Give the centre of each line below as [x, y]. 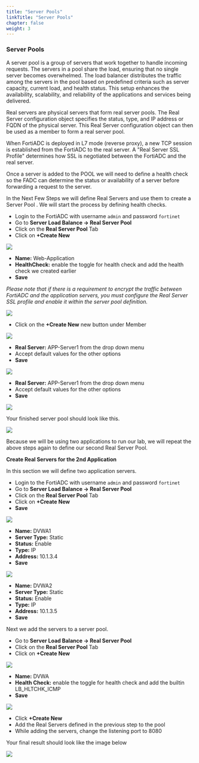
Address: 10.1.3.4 [36, 556]
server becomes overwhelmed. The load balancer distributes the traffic [94, 75]
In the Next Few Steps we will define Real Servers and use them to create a [99, 198]
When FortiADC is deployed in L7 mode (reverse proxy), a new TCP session [99, 143]
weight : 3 [19, 28]
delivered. [19, 101]
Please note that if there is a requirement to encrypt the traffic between [94, 289]
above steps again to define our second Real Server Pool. [77, 448]
